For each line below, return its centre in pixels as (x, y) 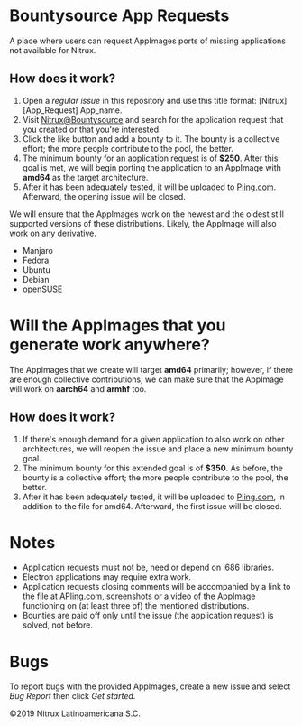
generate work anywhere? (110, 344)
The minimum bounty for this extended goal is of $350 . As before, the (153, 468)
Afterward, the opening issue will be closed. (104, 196)
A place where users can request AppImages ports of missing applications (148, 41)
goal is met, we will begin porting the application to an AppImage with (152, 167)
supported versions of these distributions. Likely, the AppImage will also (143, 223)
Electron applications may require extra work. (107, 577)
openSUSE (42, 289)
